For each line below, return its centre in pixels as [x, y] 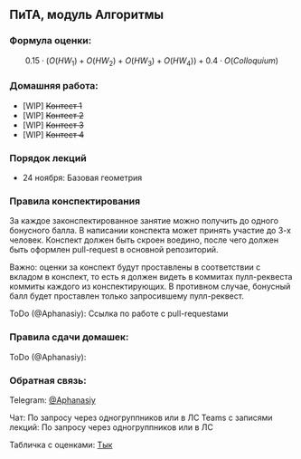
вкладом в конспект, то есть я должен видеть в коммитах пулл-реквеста [151, 277]
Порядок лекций [48, 158]
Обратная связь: [48, 380]
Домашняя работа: [54, 86]
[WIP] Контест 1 [52, 105]
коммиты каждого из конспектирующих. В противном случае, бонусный [150, 287]
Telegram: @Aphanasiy [53, 400]
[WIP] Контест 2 [53, 115]
